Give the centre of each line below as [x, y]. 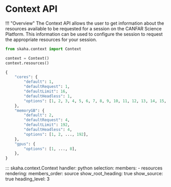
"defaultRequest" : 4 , [47, 120]
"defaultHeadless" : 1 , [48, 96]
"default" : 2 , [39, 115]
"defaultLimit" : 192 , [47, 125]
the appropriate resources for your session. [51, 40]
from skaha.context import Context [43, 49]
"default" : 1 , [39, 82]
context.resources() [27, 63]
